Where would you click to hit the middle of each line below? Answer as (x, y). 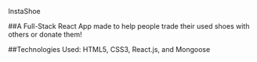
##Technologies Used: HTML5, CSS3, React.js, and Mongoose (109, 49)
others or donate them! (45, 34)
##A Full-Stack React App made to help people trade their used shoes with (129, 26)
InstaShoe (24, 11)
